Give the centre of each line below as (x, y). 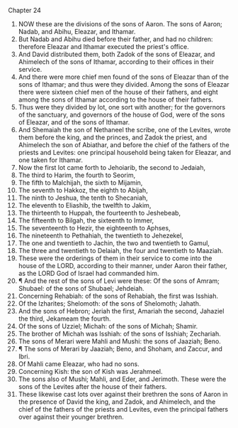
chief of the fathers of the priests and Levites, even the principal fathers (123, 409)
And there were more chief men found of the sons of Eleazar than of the (124, 77)
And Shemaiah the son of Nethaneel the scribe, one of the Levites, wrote (124, 130)
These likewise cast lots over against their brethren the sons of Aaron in (123, 394)
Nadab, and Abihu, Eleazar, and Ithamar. (77, 32)
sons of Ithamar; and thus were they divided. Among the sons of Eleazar (124, 84)
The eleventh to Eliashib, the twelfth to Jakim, (85, 205)
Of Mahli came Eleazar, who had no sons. (79, 364)
